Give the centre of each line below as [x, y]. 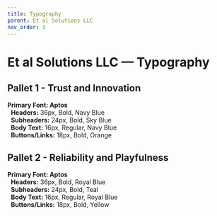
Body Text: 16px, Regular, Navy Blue [64, 127]
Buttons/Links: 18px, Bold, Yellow [60, 205]
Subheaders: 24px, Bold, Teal [54, 190]
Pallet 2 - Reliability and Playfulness [88, 158]
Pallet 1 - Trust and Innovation [74, 88]
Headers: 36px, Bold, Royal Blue [58, 182]
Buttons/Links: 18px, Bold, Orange [61, 135]
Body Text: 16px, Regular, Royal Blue [64, 197]
